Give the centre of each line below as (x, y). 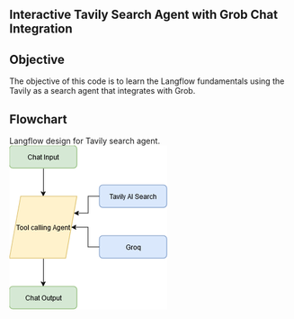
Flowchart (38, 119)
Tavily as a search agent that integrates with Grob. (102, 91)
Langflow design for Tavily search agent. (85, 141)
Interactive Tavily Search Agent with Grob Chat (144, 15)
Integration (41, 29)
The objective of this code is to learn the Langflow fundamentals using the (147, 81)
